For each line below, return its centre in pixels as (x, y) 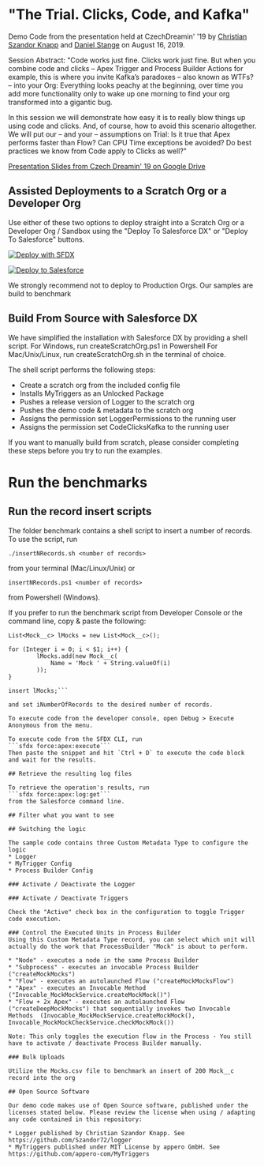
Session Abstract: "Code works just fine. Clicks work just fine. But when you (132, 60)
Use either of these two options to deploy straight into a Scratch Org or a (126, 222)
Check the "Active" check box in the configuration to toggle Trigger (126, 912)
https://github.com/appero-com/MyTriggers (79, 1154)
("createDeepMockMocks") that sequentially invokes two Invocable (119, 1009)
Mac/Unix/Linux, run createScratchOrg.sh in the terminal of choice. (117, 354)
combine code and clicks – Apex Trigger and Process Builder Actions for (126, 68)
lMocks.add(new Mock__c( (77, 656)
